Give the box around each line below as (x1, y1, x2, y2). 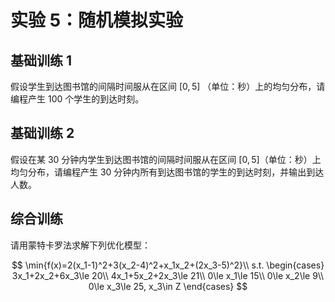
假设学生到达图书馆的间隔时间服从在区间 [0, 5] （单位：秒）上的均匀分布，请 (10, 81, 326, 92)
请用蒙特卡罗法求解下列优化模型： (10, 239, 151, 251)
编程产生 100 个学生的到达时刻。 (10, 93, 145, 105)
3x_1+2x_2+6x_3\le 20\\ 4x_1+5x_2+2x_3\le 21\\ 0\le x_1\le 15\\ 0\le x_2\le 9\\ (11, 269, 325, 281)
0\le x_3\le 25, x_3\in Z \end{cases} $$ (88, 280, 248, 292)
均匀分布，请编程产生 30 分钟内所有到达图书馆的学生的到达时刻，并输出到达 (10, 166, 325, 178)
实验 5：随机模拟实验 (10, 9, 184, 32)
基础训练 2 (10, 125, 75, 142)
